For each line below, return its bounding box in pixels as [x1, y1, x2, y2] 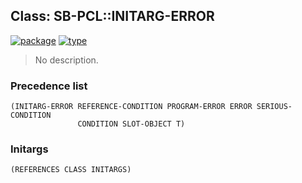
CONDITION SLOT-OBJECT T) [77, 119, 186, 129]
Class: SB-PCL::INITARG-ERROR [10, 8, 215, 25]
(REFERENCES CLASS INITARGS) [10, 165, 132, 175]
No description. [34, 54, 99, 66]
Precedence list [10, 79, 88, 93]
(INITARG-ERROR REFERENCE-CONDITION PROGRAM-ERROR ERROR [10, 102, 253, 112]
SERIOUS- [256, 102, 293, 112]
